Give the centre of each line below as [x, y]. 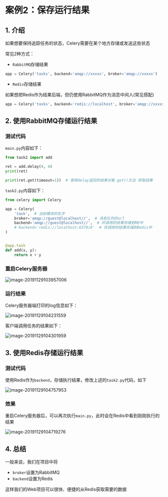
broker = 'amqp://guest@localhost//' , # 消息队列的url [69, 218]
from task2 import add [29, 158]
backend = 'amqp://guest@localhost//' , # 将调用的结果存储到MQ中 [79, 223]
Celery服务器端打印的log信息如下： [41, 306]
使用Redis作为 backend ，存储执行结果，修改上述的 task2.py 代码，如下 [76, 380]
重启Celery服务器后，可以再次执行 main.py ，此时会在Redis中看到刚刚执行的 [82, 416]
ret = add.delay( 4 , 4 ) [29, 167]
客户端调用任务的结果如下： [34, 326]
